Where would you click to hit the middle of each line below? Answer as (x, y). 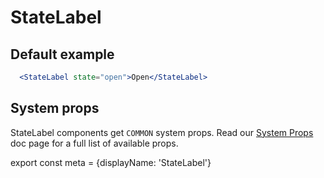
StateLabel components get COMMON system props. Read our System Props (162, 132)
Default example (62, 54)
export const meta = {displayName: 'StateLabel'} (111, 162)
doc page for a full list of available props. (94, 143)
